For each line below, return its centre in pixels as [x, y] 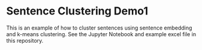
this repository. [25, 40]
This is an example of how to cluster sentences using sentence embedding [99, 28]
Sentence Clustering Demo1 [77, 11]
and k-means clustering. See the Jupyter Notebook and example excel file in [101, 34]
